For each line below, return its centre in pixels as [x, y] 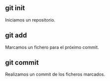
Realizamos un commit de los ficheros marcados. [55, 74]
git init [15, 8]
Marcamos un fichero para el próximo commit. [52, 47]
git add [16, 36]
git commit [22, 63]
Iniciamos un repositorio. [30, 20]
